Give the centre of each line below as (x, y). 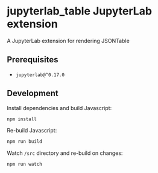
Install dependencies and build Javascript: (59, 108)
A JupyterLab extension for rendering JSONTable (68, 41)
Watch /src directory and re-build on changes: (65, 153)
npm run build (25, 142)
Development (33, 93)
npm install (22, 119)
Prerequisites (33, 60)
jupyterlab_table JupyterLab (80, 11)
